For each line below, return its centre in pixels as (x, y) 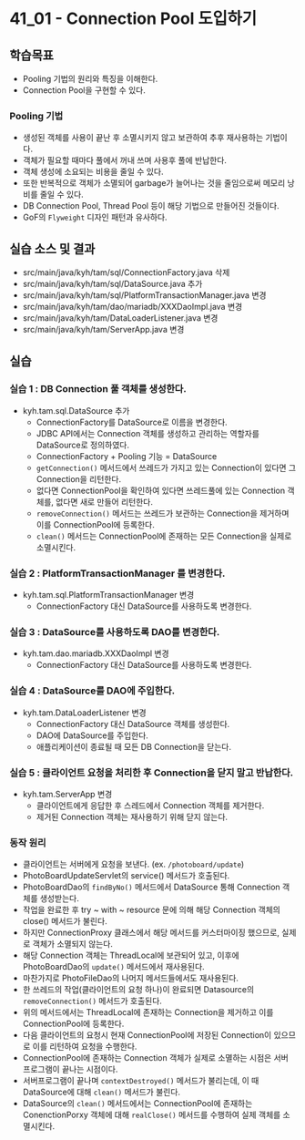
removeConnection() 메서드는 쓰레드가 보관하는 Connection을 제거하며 (163, 513)
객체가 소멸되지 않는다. (73, 944)
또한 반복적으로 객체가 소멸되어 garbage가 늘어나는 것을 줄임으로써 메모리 (154, 183)
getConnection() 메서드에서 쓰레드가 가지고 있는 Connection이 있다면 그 (166, 467)
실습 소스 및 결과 (52, 248)
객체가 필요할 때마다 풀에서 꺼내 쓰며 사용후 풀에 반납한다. (125, 160)
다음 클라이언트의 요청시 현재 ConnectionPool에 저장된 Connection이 (147, 1035)
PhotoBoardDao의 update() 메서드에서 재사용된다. (113, 967)
